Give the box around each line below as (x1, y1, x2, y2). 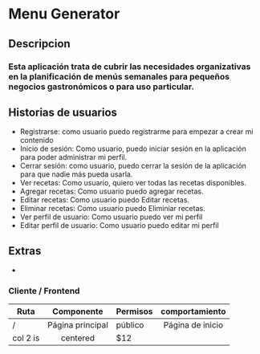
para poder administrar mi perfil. (19, 153, 128, 162)
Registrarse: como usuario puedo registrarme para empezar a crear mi (19, 127, 254, 136)
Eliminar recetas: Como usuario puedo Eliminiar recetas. (19, 204, 206, 214)
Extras (8, 244, 42, 258)
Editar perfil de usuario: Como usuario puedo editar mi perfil (19, 221, 219, 230)
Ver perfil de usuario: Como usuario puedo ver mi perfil (19, 212, 203, 222)
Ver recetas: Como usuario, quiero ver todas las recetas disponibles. (19, 178, 247, 188)
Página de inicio (163, 319, 224, 331)
